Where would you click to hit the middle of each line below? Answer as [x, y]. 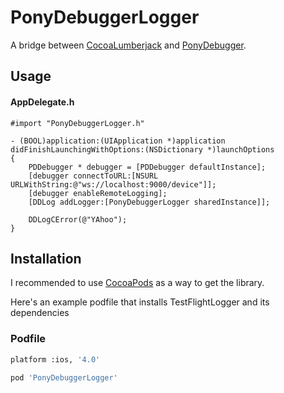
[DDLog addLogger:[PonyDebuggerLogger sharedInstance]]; [149, 202]
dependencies [40, 313]
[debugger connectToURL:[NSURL [93, 176]
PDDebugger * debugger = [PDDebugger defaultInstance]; [147, 167]
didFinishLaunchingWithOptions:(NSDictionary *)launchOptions [142, 149]
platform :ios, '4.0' [55, 359]
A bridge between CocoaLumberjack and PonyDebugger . [128, 45]
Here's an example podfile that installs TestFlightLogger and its [140, 302]
